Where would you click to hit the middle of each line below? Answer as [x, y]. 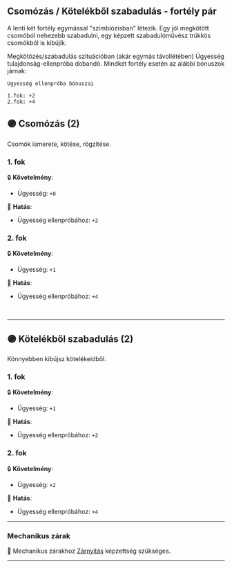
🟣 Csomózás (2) [43, 124]
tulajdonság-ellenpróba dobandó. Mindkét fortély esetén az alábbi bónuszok [116, 63]
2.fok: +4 [21, 102]
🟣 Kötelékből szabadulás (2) [70, 339]
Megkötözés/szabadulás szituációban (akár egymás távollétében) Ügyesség [116, 56]
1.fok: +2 [21, 95]
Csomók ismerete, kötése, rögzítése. [59, 144]
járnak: [17, 71]
